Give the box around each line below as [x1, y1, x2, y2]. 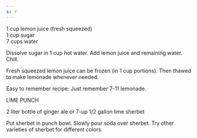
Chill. [6, 55, 19, 62]
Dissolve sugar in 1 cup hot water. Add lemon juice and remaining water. [6, 49, 183, 57]
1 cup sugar [6, 31, 35, 39]
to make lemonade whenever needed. [6, 73, 99, 80]
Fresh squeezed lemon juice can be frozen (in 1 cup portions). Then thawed [6, 67, 192, 74]
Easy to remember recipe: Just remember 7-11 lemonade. [6, 84, 147, 92]
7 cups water [6, 37, 39, 45]
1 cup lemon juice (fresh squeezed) [6, 25, 92, 32]
